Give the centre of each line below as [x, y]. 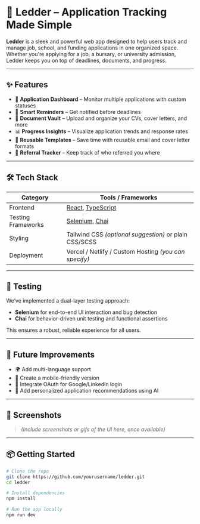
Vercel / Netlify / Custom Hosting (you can [126, 251]
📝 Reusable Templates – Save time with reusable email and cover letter [102, 140]
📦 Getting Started [41, 454]
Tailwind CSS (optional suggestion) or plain [127, 234]
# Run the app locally [34, 510]
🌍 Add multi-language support [53, 369]
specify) [78, 259]
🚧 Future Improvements [51, 355]
